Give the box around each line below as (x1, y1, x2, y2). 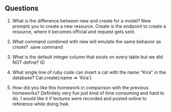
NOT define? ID (12, 59, 45, 65)
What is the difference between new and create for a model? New (12, 17, 152, 24)
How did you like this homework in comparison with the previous (12, 84, 149, 91)
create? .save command (12, 43, 63, 50)
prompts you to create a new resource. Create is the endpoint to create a (12, 23, 166, 29)
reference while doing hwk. (12, 101, 70, 107)
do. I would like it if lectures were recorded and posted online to (12, 95, 147, 101)
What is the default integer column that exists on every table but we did (12, 54, 163, 60)
